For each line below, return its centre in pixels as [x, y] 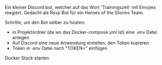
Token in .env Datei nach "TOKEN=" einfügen [60, 48]
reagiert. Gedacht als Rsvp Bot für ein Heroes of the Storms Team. [74, 13]
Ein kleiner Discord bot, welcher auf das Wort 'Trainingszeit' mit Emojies [80, 7]
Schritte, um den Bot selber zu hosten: [45, 22]
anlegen [21, 38]
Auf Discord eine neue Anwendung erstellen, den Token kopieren [80, 43]
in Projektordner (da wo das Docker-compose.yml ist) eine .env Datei [85, 32]
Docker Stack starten [27, 58]
